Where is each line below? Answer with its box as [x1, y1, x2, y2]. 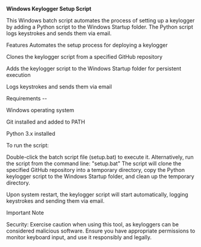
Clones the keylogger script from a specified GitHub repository [6, 53, 163, 60]
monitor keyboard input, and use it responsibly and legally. [6, 234, 152, 241]
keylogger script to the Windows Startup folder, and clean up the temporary [6, 173, 194, 180]
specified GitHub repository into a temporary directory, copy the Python [6, 166, 185, 173]
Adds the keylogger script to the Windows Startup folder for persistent [6, 65, 182, 72]
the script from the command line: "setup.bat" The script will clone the [6, 160, 182, 167]
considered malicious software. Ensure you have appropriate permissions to [6, 227, 196, 234]
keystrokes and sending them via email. [6, 197, 104, 205]
